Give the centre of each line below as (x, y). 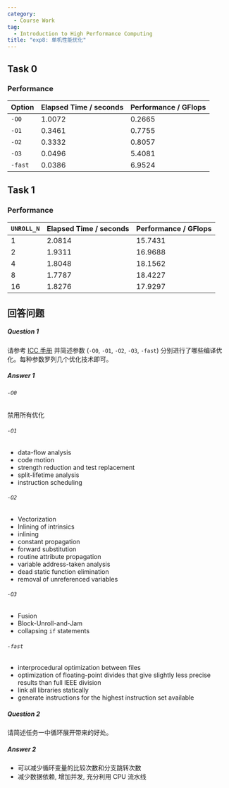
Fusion (27, 616)
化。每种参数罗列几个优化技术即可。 (60, 359)
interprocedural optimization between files (79, 668)
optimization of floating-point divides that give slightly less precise (114, 675)
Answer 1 (21, 376)
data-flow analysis (44, 452)
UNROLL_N (25, 228)
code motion (36, 459)
